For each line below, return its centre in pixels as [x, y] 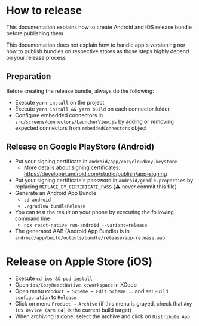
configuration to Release [45, 297]
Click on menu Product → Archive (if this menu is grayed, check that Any [103, 303]
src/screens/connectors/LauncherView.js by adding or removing [94, 121]
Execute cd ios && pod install [53, 278]
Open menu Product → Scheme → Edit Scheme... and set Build [91, 291]
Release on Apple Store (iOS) [79, 261]
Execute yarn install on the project [59, 102]
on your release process [36, 57]
